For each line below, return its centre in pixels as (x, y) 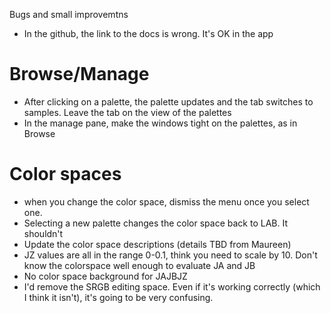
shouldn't (43, 233)
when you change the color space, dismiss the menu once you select (166, 201)
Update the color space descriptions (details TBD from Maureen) (157, 244)
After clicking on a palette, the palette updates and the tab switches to (168, 101)
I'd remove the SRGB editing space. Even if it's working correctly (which (172, 286)
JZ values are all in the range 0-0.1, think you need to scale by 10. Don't (170, 255)
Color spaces (65, 174)
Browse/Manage (79, 74)
